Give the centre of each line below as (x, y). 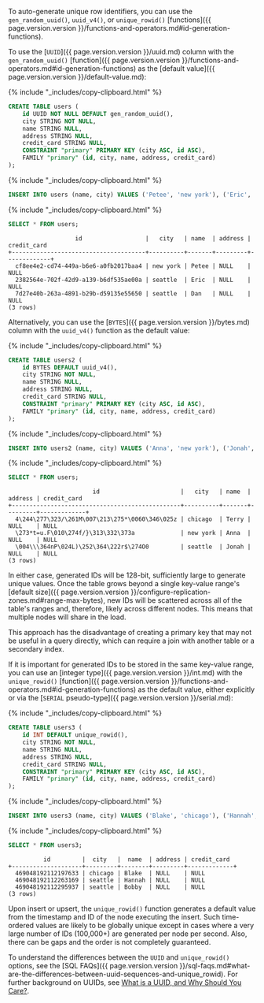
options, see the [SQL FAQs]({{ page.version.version (93, 965)
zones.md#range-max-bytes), (57, 600)
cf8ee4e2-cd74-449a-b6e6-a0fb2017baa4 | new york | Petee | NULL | (133, 266)
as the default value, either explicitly (196, 689)
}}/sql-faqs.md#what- (215, 965)
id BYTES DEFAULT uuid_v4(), (70, 367)
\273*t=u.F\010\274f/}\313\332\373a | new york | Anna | (133, 533)
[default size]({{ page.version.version (69, 592)
